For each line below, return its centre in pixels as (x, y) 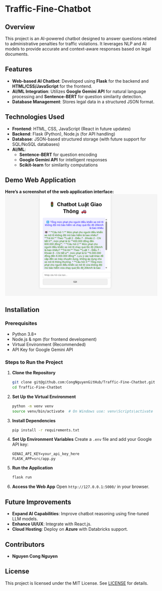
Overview (20, 27)
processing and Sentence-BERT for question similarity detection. (77, 96)
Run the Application (32, 468)
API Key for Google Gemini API (43, 349)
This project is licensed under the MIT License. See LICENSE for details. (77, 583)
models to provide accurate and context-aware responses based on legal (78, 49)
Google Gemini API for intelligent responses (63, 159)
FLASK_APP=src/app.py (34, 459)
